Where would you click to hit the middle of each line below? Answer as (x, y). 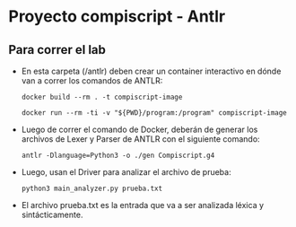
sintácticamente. (52, 214)
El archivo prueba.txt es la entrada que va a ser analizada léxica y (143, 205)
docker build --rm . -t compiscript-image (102, 97)
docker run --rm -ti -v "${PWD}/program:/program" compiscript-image (154, 113)
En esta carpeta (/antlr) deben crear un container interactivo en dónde (151, 71)
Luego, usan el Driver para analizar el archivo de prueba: (126, 172)
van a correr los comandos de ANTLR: (92, 81)
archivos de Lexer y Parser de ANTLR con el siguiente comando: (141, 139)
